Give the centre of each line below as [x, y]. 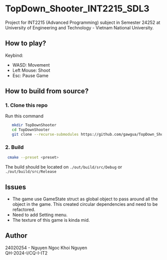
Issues [16, 187]
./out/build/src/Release [31, 172]
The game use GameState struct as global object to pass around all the [85, 199]
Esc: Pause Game [30, 76]
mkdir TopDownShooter [34, 125]
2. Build [14, 147]
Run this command [24, 116]
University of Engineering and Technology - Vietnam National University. [80, 27]
